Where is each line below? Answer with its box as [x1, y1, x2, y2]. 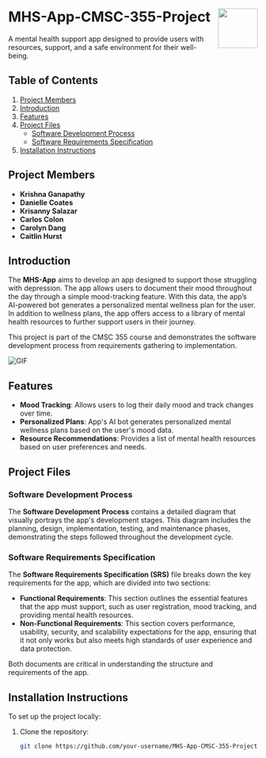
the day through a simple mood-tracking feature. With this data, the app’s [8, 292, 247, 301]
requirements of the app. [8, 668, 89, 677]
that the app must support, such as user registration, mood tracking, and [19, 602, 257, 612]
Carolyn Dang [19, 222, 66, 233]
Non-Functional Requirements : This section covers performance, [19, 619, 236, 628]
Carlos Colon [19, 214, 64, 224]
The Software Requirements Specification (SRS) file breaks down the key [8, 570, 252, 579]
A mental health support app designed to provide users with [8, 34, 204, 44]
